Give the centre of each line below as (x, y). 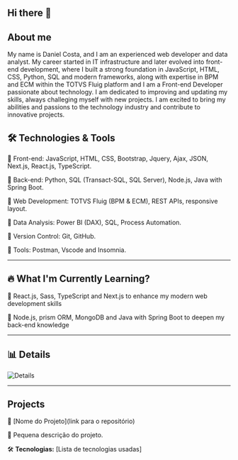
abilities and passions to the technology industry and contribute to (104, 107)
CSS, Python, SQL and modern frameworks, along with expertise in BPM (113, 77)
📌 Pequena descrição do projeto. (55, 435)
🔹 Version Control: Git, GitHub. (52, 236)
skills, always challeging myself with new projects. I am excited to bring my (117, 99)
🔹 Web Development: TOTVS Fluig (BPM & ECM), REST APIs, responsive (113, 201)
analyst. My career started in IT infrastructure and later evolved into (106, 62)
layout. (17, 209)
